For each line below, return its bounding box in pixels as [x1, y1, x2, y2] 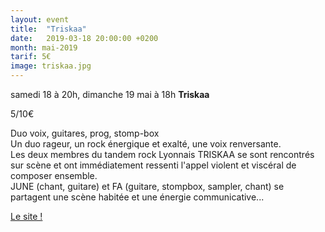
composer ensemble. [10, 170, 98, 181]
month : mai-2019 [10, 42, 78, 53]
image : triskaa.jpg [10, 61, 92, 71]
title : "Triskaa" [10, 24, 87, 34]
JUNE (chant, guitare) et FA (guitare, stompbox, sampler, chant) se [10, 181, 285, 192]
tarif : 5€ [10, 52, 52, 62]
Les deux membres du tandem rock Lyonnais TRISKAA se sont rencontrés [10, 149, 315, 160]
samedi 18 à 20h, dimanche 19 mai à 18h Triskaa [10, 89, 210, 100]
